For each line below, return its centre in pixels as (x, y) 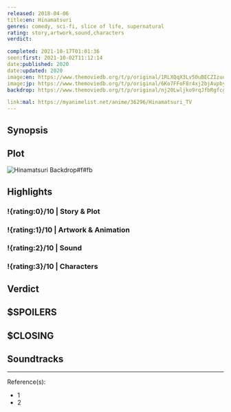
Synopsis (27, 130)
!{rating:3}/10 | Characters (53, 267)
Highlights (30, 192)
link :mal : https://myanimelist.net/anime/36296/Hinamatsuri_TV (100, 102)
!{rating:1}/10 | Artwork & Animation (69, 230)
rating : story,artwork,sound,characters (66, 33)
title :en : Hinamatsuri (40, 20)
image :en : (21, 77)
